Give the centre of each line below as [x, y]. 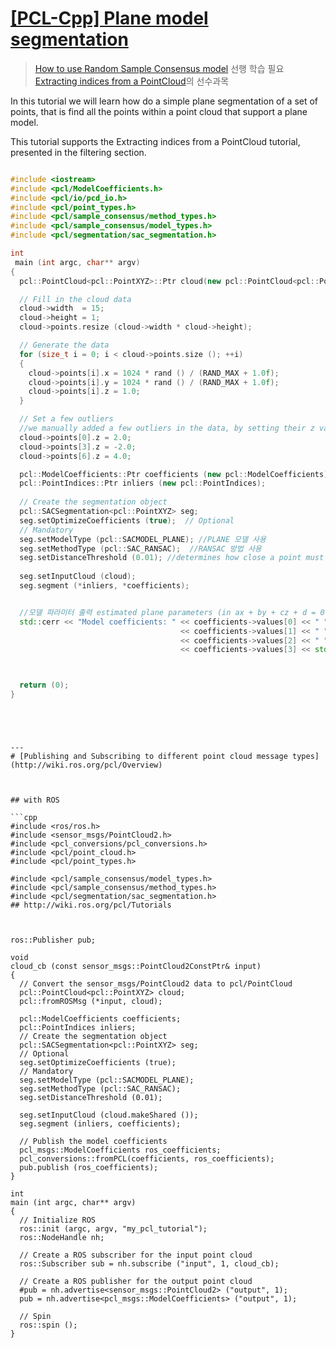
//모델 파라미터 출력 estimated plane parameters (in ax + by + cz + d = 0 [172, 612]
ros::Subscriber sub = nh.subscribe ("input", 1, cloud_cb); [149, 1264]
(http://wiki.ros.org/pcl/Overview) [86, 765]
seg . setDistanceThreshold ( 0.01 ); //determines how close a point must [172, 558]
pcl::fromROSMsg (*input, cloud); [91, 1002]
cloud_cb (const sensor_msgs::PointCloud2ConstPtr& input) [136, 967]
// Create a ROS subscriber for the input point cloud [136, 1255]
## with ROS [35, 800]
